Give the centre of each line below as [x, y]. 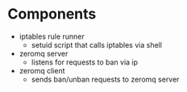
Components [52, 14]
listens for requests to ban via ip [85, 62]
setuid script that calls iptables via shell [97, 44]
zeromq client [42, 70]
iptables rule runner [52, 36]
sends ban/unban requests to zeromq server [105, 79]
